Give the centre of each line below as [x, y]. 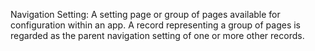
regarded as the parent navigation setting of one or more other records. [157, 35]
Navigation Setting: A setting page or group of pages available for [145, 14]
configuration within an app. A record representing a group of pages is [156, 25]
